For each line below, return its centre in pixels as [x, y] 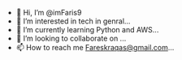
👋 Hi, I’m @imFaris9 [49, 13]
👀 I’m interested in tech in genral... [73, 21]
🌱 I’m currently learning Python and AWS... [87, 30]
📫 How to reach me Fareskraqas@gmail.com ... [95, 47]
